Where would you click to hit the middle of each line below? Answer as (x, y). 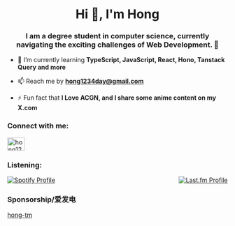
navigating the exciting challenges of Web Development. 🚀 (117, 45)
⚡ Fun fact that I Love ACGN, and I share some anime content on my (117, 98)
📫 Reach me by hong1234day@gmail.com (80, 81)
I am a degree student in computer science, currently (117, 36)
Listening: (25, 165)
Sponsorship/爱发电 (42, 199)
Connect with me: (38, 126)
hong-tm (20, 215)
